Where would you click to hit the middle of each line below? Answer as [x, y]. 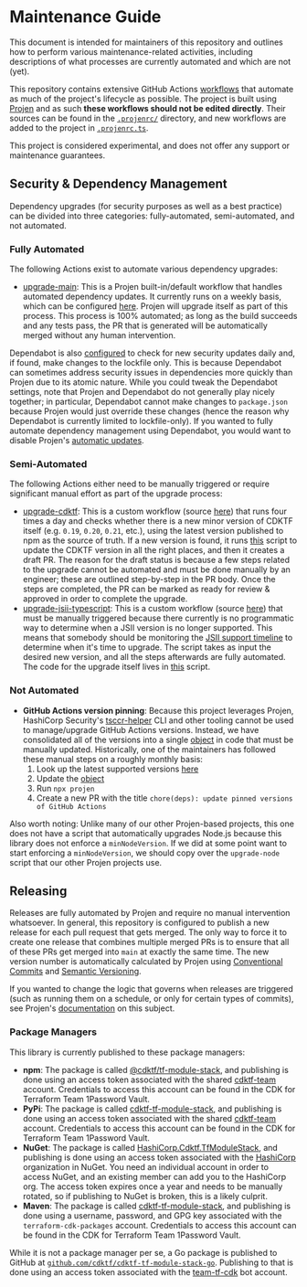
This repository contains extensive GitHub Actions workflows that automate [152, 89]
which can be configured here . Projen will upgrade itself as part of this [155, 306]
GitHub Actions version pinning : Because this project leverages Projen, [158, 710]
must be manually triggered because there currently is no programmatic [158, 618]
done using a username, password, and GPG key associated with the [152, 1215]
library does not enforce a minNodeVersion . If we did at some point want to [148, 843]
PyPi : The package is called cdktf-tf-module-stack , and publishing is [152, 1109]
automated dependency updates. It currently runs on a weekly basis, [152, 297]
